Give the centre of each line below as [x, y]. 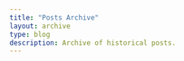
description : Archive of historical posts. [93, 43]
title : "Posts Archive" [54, 17]
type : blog [30, 34]
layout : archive [40, 26]
